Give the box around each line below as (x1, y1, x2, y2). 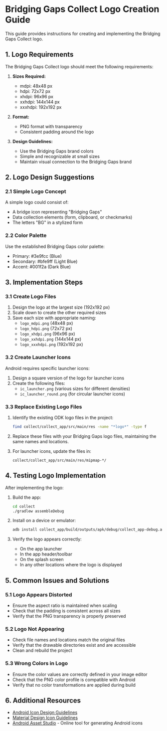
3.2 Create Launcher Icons (5, 354, 71, 361)
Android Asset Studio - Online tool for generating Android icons (12, 720, 143, 726)
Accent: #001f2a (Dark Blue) (12, 263, 71, 270)
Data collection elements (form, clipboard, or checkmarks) (12, 214, 133, 220)
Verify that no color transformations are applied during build (12, 682, 136, 688)
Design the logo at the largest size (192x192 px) (12, 304, 110, 310)
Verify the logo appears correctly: (12, 536, 82, 542)
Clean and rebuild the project (12, 647, 72, 654)
